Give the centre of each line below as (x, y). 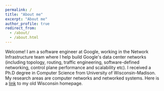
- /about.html (24, 38)
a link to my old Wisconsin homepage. (44, 83)
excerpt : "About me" (27, 19)
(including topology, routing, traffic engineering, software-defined (72, 62)
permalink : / (19, 10)
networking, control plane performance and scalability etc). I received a (78, 67)
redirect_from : (21, 28)
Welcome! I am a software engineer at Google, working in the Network (77, 51)
